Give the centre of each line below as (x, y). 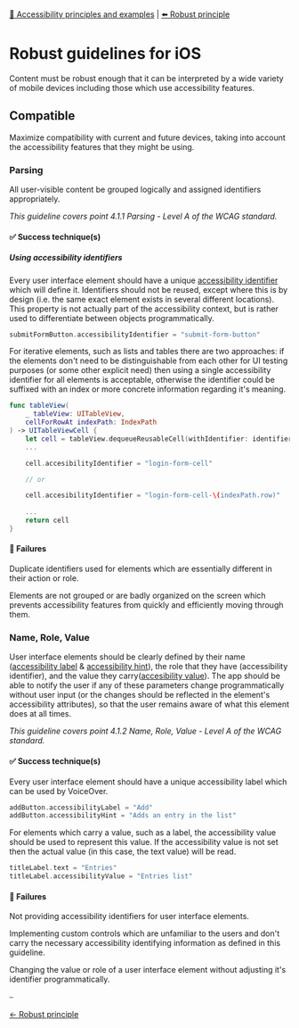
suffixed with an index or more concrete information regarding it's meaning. (148, 389)
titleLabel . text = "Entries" (63, 868)
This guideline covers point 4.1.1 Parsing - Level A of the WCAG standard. (143, 216)
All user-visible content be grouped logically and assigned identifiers (135, 190)
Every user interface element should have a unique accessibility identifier (144, 280)
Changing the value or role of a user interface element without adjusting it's (148, 970)
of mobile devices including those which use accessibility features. (132, 87)
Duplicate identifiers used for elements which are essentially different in (141, 569)
